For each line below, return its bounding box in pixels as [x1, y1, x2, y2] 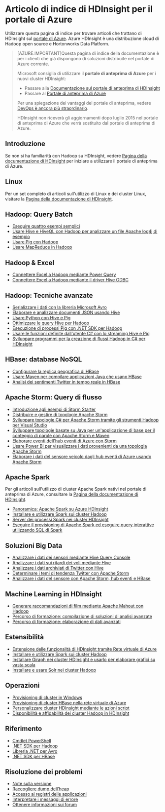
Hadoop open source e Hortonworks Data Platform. [5, 40, 110, 46]
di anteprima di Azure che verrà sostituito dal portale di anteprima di [17, 120, 156, 126]
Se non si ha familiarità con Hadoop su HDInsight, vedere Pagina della [5, 153, 147, 158]
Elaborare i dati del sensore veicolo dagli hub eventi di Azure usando [12, 453, 152, 460]
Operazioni [5, 681, 40, 690]
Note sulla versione [12, 781, 52, 787]
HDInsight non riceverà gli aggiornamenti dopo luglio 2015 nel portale [17, 115, 159, 120]
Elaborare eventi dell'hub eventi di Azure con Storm [12, 438, 117, 444]
